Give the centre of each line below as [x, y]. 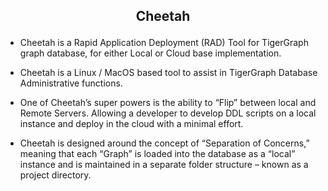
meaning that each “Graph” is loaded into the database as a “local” [157, 154]
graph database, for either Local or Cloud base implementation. [150, 53]
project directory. [55, 175]
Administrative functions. [71, 83]
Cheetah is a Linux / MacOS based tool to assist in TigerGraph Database [168, 73]
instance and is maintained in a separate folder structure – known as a [164, 165]
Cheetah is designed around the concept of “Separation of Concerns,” [164, 143]
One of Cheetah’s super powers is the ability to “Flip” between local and [168, 103]
